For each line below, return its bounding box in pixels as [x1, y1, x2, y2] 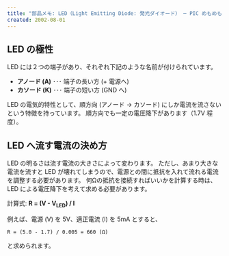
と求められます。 [7, 241, 55, 250]
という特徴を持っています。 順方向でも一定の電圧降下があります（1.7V [7, 109, 205, 117]
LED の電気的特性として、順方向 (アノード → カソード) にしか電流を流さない [7, 101, 222, 109]
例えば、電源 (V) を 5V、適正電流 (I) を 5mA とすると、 [7, 215, 162, 223]
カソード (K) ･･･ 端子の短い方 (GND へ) [16, 86, 127, 94]
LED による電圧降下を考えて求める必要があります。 [7, 185, 151, 193]
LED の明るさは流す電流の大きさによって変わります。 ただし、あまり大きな [7, 159, 219, 168]
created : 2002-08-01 [7, 16, 66, 23]
